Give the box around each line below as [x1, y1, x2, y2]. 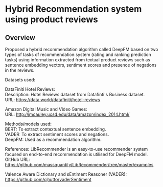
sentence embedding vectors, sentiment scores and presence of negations [5, 62, 157, 68]
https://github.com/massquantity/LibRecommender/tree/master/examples [5, 162, 154, 167]
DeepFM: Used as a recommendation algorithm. [5, 136, 102, 142]
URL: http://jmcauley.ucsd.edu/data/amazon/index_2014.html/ [5, 111, 130, 117]
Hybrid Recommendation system [5, 3, 142, 15]
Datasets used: [5, 77, 36, 82]
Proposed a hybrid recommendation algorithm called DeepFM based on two [5, 47, 158, 52]
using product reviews [5, 14, 98, 25]
